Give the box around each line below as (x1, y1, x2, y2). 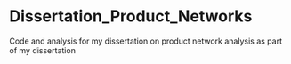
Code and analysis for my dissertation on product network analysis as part (9, 36, 283, 46)
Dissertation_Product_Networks (9, 6, 253, 27)
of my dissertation (9, 44, 76, 55)
